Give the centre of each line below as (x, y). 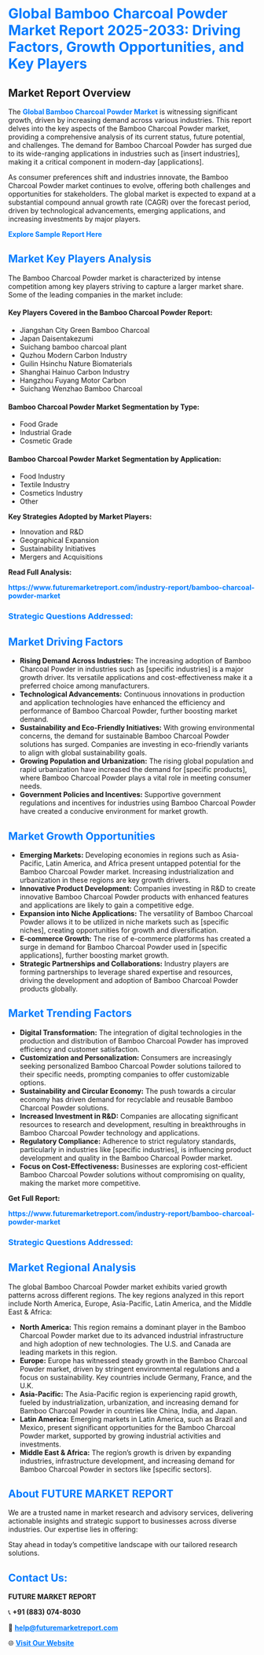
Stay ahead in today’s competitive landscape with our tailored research (123, 1545)
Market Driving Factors (66, 642)
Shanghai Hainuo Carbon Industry (74, 372)
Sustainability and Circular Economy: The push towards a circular (128, 1091)
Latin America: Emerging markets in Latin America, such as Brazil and (133, 1419)
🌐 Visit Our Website (41, 1643)
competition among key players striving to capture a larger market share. (126, 286)
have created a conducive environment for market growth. (114, 811)
